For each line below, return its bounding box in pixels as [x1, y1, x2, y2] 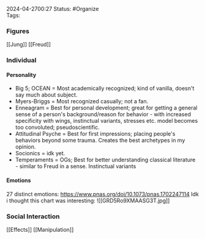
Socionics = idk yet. [15, 150, 65, 157]
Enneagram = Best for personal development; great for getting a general [15, 104, 198, 112]
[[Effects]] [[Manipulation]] [6, 226, 74, 233]
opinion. [15, 143, 36, 150]
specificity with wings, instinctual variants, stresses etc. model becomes [15, 117, 198, 125]
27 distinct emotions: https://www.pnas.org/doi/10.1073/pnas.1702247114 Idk [6, 190, 199, 197]
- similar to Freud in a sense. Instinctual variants [15, 163, 136, 170]
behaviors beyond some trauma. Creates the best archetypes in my [15, 137, 185, 144]
